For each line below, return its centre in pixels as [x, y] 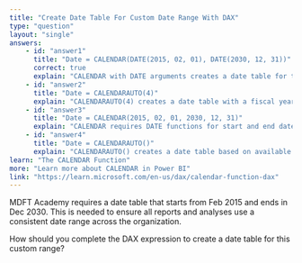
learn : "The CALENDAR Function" [70, 160]
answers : [26, 43]
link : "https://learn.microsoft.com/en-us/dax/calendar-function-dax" [144, 177]
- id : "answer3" [56, 110]
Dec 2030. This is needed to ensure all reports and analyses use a [132, 212]
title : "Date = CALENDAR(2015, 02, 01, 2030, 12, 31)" [138, 118]
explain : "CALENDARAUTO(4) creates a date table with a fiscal [154, 101]
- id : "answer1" [56, 51]
